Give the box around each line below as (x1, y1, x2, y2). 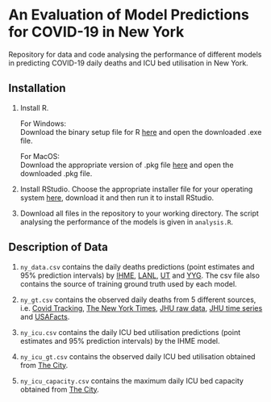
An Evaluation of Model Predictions (8, 6, 250, 24)
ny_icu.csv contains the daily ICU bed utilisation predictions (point (19, 327, 240, 337)
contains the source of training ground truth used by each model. (19, 278, 237, 288)
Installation (8, 82, 66, 95)
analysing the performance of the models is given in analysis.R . (19, 216, 234, 227)
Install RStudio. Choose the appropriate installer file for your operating (19, 184, 253, 194)
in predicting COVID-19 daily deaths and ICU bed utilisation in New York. (8, 58, 248, 68)
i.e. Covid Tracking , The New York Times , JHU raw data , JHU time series (19, 303, 263, 312)
